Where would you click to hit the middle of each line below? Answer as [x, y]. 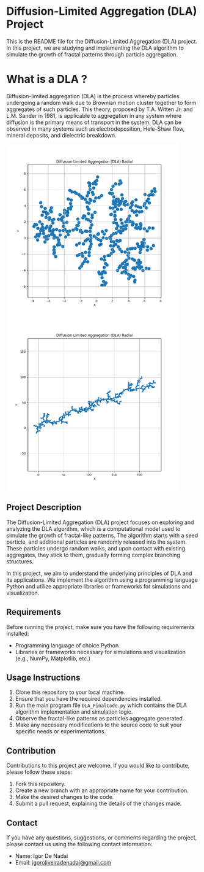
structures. [20, 561]
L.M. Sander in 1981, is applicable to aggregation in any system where [94, 115]
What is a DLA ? [47, 79]
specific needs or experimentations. [60, 731]
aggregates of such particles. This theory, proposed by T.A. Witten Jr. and [100, 109]
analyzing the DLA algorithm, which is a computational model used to [93, 528]
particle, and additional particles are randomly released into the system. [97, 542]
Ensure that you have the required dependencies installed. [89, 699]
